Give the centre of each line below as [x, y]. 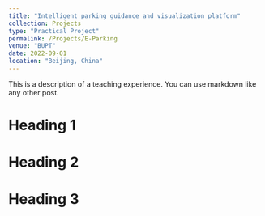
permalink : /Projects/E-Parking [63, 38]
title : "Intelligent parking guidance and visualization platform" [125, 16]
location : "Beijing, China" [56, 61]
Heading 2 [44, 162]
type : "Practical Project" [54, 31]
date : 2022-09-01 [38, 53]
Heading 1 [43, 125]
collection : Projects [45, 23]
